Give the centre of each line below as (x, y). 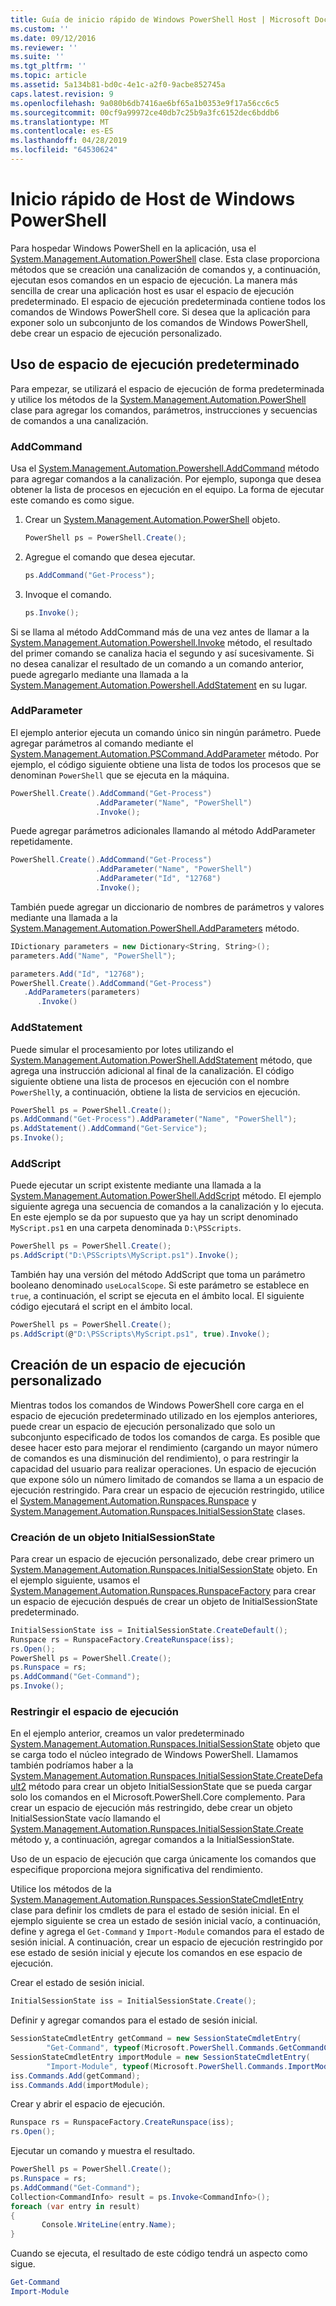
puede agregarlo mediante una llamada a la (99, 674)
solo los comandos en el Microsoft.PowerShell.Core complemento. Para (158, 1797)
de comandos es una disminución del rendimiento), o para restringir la (155, 1458)
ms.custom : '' (40, 29)
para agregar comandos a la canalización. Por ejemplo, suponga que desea (166, 478)
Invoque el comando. (68, 594)
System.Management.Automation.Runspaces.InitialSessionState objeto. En (164, 1569)
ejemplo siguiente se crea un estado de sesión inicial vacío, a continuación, (165, 1921)
